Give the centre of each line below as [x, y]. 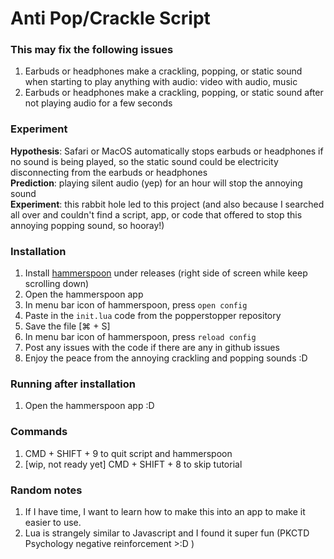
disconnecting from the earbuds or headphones [109, 172]
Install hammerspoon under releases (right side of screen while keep [166, 273]
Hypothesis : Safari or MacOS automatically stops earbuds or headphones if [167, 151]
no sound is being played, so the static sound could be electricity [144, 161]
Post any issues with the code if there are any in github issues [152, 348]
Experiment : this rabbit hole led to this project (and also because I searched [167, 204]
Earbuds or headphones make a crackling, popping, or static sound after [174, 93]
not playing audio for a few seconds [98, 103]
